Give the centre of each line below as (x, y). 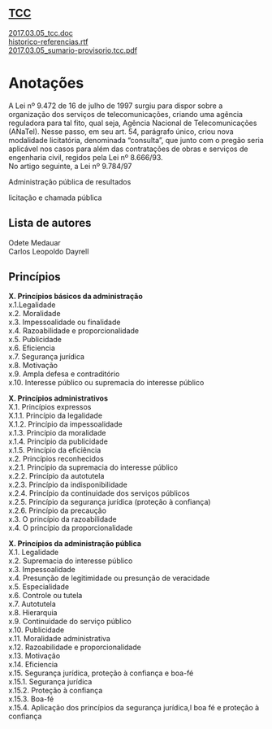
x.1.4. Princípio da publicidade (58, 441)
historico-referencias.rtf (48, 41)
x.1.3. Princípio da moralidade (57, 433)
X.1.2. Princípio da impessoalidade (66, 424)
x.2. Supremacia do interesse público (71, 561)
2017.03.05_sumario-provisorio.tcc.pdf (73, 50)
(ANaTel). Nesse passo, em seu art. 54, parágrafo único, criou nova (121, 131)
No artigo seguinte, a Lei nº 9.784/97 (70, 166)
